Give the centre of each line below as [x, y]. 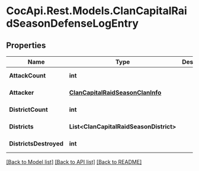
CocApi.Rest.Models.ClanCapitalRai [97, 11]
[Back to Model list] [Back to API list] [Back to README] [74, 162]
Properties [26, 45]
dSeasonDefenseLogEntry [73, 23]
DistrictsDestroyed [36, 143]
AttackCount [28, 75]
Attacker [22, 93]
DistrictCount [29, 109]
